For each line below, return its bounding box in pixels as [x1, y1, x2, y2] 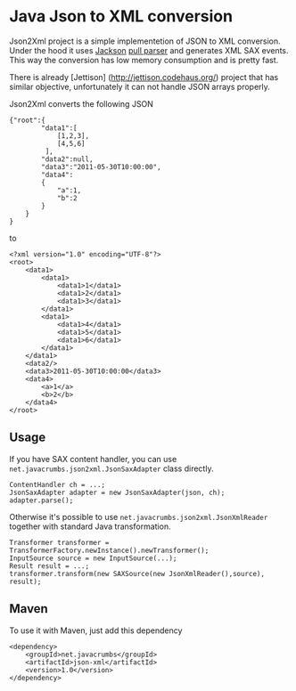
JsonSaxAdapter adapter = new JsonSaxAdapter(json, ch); [9, 488, 226, 497]
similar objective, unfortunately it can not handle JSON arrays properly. [9, 81, 270, 92]
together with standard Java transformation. [9, 521, 171, 532]
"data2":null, [41, 154, 94, 164]
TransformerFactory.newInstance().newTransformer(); [9, 546, 210, 555]
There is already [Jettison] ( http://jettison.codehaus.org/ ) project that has [9, 71, 279, 82]
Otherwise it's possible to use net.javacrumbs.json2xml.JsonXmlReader [9, 511, 268, 522]
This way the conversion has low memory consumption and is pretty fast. [9, 54, 279, 65]
